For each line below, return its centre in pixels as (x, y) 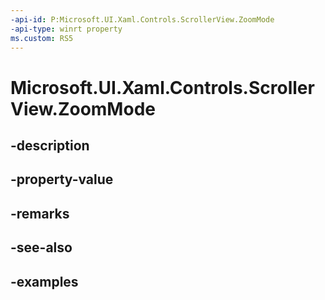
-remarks (40, 213)
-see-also (41, 247)
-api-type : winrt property (66, 29)
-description (50, 145)
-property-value (62, 179)
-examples (44, 281)
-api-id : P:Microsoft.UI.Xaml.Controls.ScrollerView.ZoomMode (142, 19)
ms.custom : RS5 (42, 38)
